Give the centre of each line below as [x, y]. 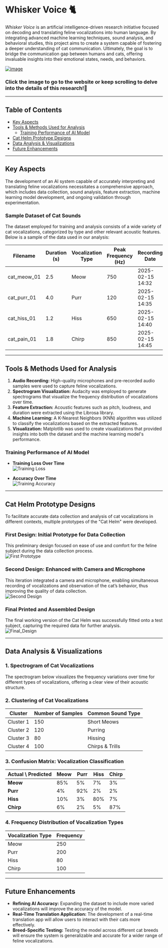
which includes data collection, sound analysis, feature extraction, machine [83, 192]
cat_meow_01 [24, 277]
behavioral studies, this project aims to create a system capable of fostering [83, 43]
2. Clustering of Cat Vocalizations [47, 700]
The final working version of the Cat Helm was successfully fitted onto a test [84, 620]
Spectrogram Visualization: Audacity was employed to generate [79, 391]
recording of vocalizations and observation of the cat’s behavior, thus [77, 585]
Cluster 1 [18, 721]
